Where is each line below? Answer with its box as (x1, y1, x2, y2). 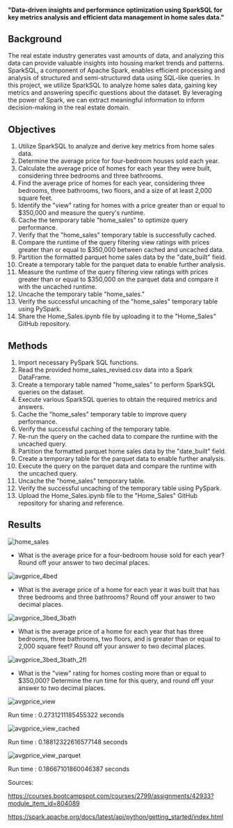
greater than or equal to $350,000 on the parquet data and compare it (17, 275, 218, 283)
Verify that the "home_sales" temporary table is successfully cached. (17, 231, 216, 240)
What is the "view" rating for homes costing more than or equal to (17, 669, 207, 677)
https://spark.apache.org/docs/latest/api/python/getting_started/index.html (8, 812, 224, 821)
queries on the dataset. (17, 388, 85, 396)
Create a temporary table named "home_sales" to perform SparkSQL (17, 380, 216, 389)
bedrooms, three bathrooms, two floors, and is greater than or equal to (17, 634, 221, 643)
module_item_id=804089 (8, 799, 80, 807)
